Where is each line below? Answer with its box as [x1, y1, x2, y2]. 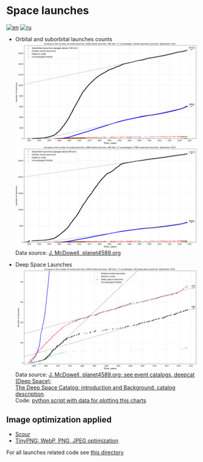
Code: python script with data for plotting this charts [15, 397, 146, 404]
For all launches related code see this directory [6, 449, 124, 456]
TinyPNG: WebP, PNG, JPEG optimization [15, 437, 119, 444]
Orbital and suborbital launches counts [15, 35, 112, 42]
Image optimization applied [6, 414, 112, 425]
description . [15, 390, 46, 398]
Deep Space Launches [15, 261, 72, 268]
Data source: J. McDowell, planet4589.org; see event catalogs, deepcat [15, 371, 195, 378]
